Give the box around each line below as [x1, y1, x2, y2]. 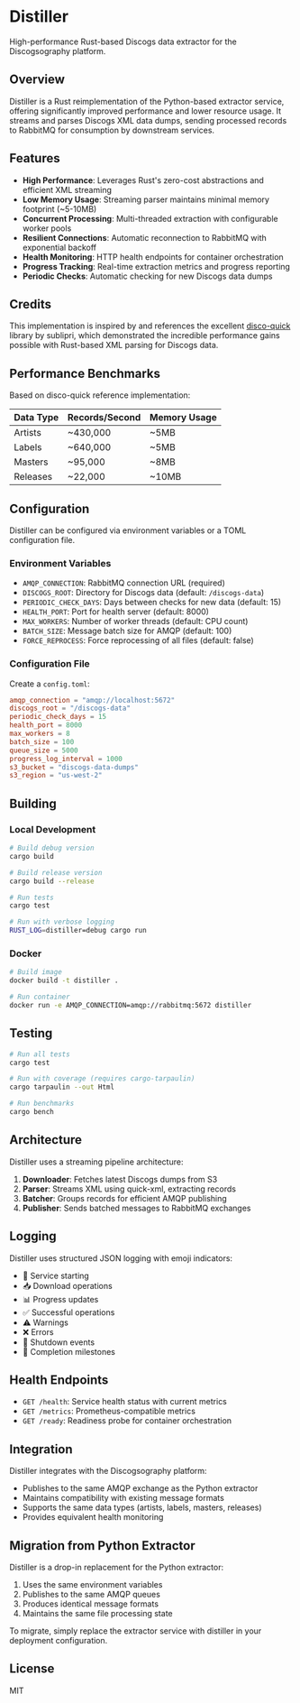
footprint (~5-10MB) [22, 203, 97, 214]
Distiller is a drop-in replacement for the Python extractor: [9, 1561, 223, 1572]
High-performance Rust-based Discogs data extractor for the [9, 36, 237, 47]
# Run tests [9, 893, 54, 902]
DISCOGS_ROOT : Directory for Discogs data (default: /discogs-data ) [22, 587, 265, 598]
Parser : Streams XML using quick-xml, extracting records [22, 1183, 237, 1194]
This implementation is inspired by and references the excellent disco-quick [9, 320, 291, 331]
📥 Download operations [22, 1280, 113, 1291]
